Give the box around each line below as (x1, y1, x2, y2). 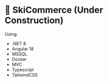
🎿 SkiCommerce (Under (4, 4, 104, 16)
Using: (4, 31, 18, 37)
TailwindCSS (11, 72, 38, 78)
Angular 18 (11, 46, 34, 52)
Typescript (11, 66, 34, 73)
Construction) (4, 15, 64, 26)
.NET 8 (11, 40, 26, 46)
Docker (11, 56, 27, 62)
